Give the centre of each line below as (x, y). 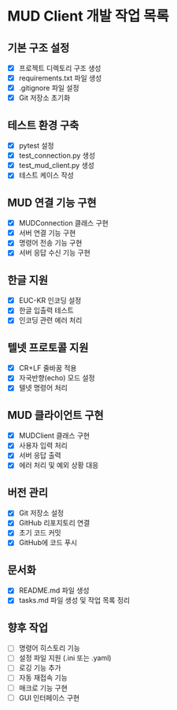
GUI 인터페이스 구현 (49, 697)
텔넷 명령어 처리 (43, 388)
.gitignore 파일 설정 (49, 88)
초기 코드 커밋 (40, 532)
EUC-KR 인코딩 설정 (50, 301)
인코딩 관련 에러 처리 (50, 320)
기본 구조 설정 (39, 48)
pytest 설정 (36, 146)
